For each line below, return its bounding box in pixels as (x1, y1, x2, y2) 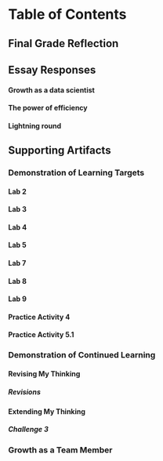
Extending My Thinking (8, 406, 86, 416)
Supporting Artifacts (8, 143, 111, 158)
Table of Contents (8, 5, 127, 24)
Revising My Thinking (8, 368, 81, 378)
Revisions (8, 387, 42, 397)
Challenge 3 (8, 425, 49, 434)
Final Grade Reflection (8, 37, 119, 50)
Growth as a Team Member (8, 445, 113, 456)
